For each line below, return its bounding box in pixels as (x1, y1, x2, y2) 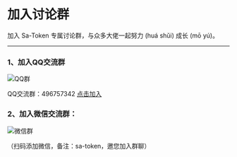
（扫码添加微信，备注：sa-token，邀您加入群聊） (7, 141, 151, 150)
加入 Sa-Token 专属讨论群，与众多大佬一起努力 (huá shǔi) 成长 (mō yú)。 (7, 31, 219, 40)
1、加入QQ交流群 (7, 57, 66, 67)
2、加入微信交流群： (7, 109, 78, 119)
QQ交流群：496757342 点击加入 (7, 90, 102, 98)
